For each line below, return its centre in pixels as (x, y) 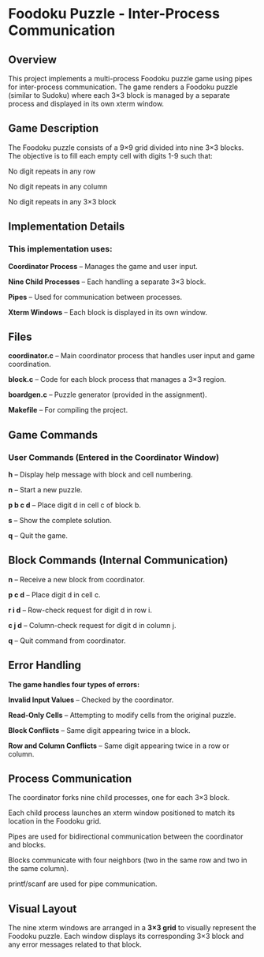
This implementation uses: (60, 249)
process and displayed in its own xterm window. (86, 104)
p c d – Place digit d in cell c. (54, 594)
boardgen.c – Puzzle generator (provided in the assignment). (108, 394)
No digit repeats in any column (58, 186)
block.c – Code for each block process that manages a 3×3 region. (117, 379)
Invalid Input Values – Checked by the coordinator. (91, 700)
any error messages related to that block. (75, 944)
